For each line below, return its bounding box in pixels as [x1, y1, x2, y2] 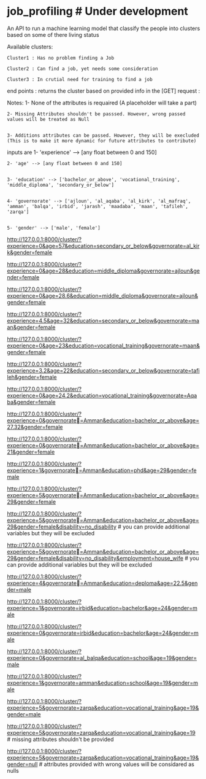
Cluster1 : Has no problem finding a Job [7, 55, 115, 61]
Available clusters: [7, 43, 53, 50]
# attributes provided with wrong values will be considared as [39, 760, 195, 768]
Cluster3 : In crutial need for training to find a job [7, 76, 153, 82]
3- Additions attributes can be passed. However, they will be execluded [7, 132, 200, 139]
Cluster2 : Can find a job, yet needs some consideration [7, 66, 158, 72]
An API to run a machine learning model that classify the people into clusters [7, 25, 200, 32]
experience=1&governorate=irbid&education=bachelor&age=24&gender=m [7, 604, 198, 611]
